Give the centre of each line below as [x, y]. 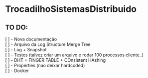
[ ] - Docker [17, 71]
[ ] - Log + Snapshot [26, 50]
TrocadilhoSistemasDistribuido [71, 9]
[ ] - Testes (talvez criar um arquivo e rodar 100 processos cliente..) [74, 55]
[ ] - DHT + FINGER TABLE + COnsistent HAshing [56, 60]
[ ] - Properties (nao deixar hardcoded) [45, 65]
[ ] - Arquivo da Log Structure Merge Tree [48, 44]
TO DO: [17, 27]
